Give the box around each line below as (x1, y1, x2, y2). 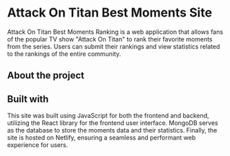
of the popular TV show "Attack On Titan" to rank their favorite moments (7, 35, 213, 43)
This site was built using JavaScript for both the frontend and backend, (7, 112, 209, 120)
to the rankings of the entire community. (7, 50, 122, 58)
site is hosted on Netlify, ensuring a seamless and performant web (7, 133, 196, 142)
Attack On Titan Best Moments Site (7, 5, 213, 21)
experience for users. (7, 141, 68, 149)
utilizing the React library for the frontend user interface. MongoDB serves (7, 119, 219, 127)
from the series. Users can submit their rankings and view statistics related (7, 42, 220, 50)
